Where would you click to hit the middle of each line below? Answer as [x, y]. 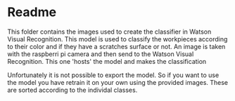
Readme [32, 12]
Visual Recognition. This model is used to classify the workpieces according [118, 39]
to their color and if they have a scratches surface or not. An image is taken [116, 46]
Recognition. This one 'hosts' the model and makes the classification [107, 61]
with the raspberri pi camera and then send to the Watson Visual [101, 54]
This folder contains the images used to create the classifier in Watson [109, 32]
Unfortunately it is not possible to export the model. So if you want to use [113, 75]
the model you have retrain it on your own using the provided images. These [118, 82]
